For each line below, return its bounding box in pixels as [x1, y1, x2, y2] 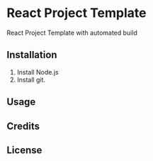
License [6, 144, 42, 156]
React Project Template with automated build [6, 28, 137, 37]
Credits [6, 120, 40, 132]
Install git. [16, 75, 46, 84]
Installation [6, 49, 57, 61]
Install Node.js [16, 67, 59, 76]
